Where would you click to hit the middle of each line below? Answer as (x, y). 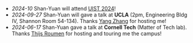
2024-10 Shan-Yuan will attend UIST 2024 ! (64, 9)
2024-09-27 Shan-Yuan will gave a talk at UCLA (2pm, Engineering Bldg (99, 15)
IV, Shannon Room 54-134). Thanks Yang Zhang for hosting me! (89, 21)
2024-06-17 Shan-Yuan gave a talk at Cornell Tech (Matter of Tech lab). (99, 27)
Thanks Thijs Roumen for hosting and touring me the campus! (86, 34)
